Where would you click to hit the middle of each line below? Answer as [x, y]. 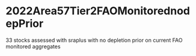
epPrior [25, 24]
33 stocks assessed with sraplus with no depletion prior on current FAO [94, 40]
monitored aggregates [33, 46]
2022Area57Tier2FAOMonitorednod [98, 11]
